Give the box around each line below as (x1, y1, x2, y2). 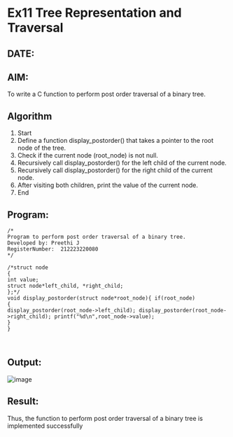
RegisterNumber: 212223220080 (7, 246, 99, 253)
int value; (7, 277, 39, 284)
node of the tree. (17, 144, 66, 152)
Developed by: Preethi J (7, 240, 80, 247)
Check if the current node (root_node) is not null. (17, 151, 159, 160)
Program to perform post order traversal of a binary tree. (7, 233, 187, 241)
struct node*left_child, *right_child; (7, 282, 124, 290)
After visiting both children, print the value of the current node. (17, 181, 198, 190)
